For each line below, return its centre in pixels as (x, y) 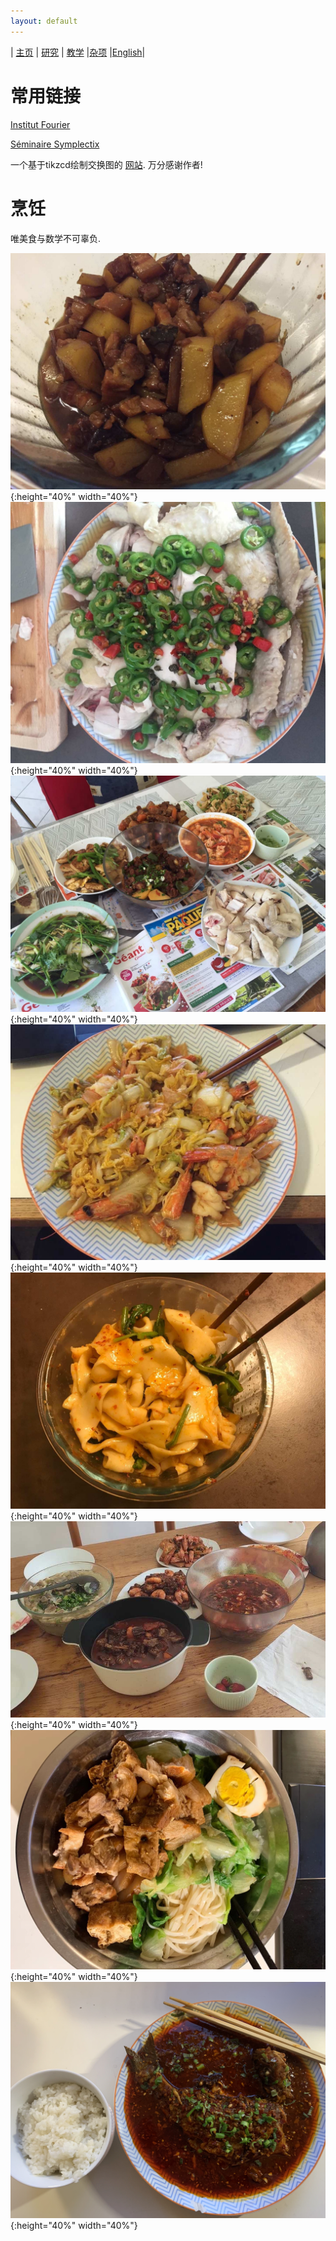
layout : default (44, 21)
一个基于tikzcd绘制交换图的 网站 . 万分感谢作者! (106, 164)
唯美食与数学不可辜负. (56, 238)
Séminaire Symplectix (55, 144)
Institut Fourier (40, 124)
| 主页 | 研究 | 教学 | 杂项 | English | (78, 52)
